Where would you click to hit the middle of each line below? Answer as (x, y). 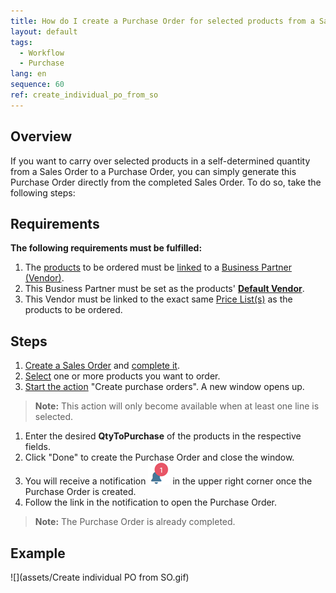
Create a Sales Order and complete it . (102, 366)
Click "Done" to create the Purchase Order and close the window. (159, 457)
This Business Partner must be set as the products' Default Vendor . (164, 289)
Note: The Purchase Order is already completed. (135, 522)
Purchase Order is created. (80, 492)
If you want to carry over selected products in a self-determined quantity (160, 161)
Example (38, 553)
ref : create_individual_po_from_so (84, 95)
